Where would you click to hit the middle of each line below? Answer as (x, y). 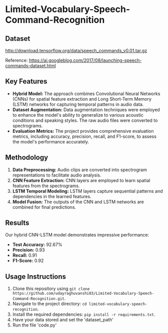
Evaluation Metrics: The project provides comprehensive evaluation (83, 131)
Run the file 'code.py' (34, 325)
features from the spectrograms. (46, 186)
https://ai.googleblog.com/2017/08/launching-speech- (85, 60)
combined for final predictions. (44, 207)
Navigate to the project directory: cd (49, 304)
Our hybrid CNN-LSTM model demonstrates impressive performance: (77, 235)
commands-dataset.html (31, 66)
